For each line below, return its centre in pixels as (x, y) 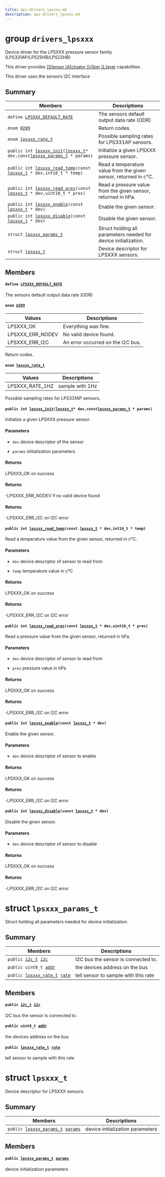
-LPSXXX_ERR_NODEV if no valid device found (53, 496)
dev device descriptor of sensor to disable (55, 844)
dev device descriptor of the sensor (48, 442)
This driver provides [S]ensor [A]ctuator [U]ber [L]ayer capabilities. (73, 67)
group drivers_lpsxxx (49, 39)
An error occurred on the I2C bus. (102, 342)
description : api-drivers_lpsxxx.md (42, 14)
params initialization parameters (43, 451)
